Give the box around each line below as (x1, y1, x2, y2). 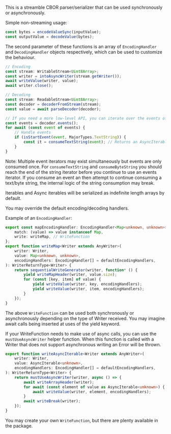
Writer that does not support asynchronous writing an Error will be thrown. (5, 341, 161, 347)
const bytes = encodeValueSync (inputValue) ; (5, 30, 101, 35)
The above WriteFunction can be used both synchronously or (5, 310, 134, 316)
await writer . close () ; (5, 83, 53, 88)
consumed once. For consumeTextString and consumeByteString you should (5, 163, 162, 170)
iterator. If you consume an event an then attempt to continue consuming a (5, 174, 162, 181)
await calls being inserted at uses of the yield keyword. (5, 321, 121, 327)
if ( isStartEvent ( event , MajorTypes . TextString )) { (14, 135, 126, 140)
